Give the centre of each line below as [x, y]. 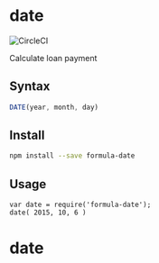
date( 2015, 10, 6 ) [48, 213]
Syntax [30, 86]
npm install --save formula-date [72, 156]
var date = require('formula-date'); [80, 205]
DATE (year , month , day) [54, 107]
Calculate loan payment [53, 58]
